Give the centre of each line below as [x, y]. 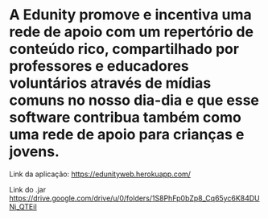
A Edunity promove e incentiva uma [130, 15]
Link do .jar [28, 189]
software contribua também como [126, 118]
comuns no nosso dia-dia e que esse [134, 100]
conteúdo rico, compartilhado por [124, 49]
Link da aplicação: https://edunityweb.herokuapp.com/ [100, 174]
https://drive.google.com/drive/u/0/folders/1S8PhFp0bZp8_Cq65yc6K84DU [134, 198]
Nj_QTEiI [23, 206]
